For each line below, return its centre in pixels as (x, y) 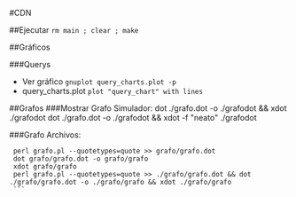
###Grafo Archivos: (45, 135)
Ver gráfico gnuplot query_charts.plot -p (99, 82)
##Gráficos (30, 47)
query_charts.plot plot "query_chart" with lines (113, 91)
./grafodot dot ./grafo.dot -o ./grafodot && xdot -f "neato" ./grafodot (133, 118)
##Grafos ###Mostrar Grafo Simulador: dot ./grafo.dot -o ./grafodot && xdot (148, 108)
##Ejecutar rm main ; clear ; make (74, 30)
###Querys (30, 64)
